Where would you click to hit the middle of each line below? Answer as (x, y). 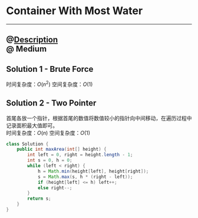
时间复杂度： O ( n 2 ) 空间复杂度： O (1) (49, 84)
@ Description (32, 40)
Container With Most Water (75, 11)
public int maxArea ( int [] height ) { (62, 149)
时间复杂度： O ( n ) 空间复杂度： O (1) (48, 133)
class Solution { (27, 144)
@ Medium (27, 49)
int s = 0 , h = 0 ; (50, 160)
